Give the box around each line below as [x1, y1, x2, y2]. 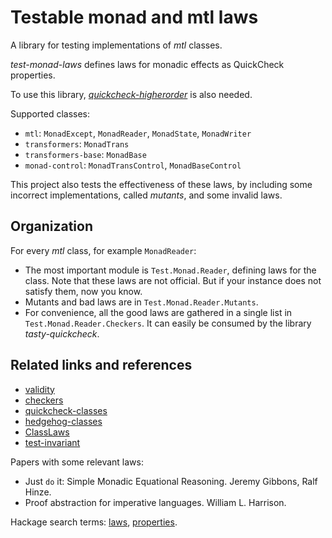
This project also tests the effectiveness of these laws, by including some [10, 178, 313, 190]
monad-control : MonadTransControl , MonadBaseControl [24, 159, 242, 171]
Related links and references [10, 357, 193, 374]
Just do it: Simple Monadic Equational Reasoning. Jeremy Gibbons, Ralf [24, 475, 318, 487]
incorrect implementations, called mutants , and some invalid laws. [10, 189, 283, 201]
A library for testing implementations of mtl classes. [10, 39, 223, 51]
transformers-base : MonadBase [24, 148, 147, 160]
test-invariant [24, 436, 81, 448]
